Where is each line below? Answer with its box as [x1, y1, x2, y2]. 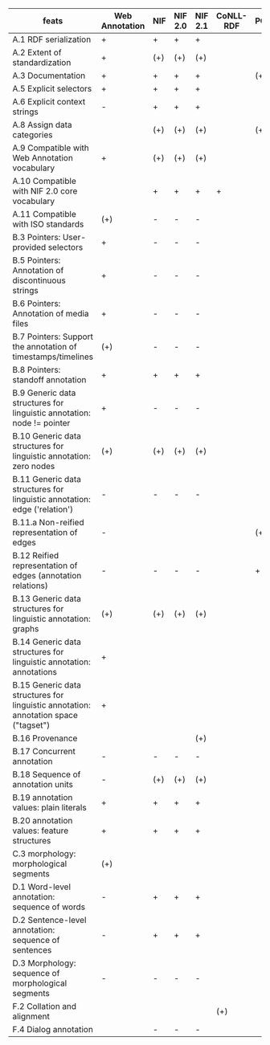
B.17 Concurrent [12, 746, 76, 757]
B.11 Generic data [12, 474, 82, 484]
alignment [12, 1011, 51, 1022]
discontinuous [12, 275, 66, 286]
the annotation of [12, 341, 78, 352]
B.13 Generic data [12, 594, 82, 604]
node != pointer [12, 418, 71, 428]
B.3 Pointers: [12, 232, 61, 243]
